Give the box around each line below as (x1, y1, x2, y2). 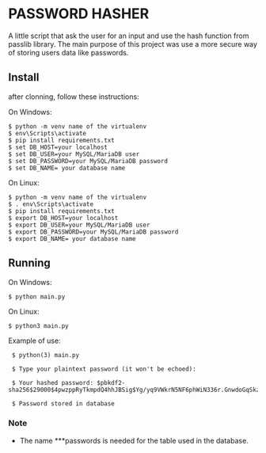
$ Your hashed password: (11, 379, 93, 386)
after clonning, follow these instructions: (8, 92, 140, 101)
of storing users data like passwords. (8, 48, 129, 57)
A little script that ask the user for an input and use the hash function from (8, 31, 249, 40)
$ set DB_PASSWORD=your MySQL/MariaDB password (8, 157, 169, 165)
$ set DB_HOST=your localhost (8, 143, 108, 151)
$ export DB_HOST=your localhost (8, 214, 119, 222)
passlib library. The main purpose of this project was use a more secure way (8, 39, 257, 48)
